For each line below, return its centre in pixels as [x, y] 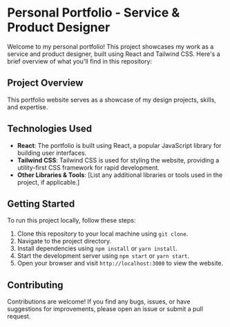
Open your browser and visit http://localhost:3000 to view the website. [120, 263]
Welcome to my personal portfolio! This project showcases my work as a [111, 46]
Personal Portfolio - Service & [94, 13]
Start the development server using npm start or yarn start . [103, 256]
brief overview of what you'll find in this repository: [80, 61]
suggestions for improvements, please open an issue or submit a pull [105, 309]
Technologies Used [49, 129]
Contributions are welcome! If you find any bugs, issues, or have [99, 301]
